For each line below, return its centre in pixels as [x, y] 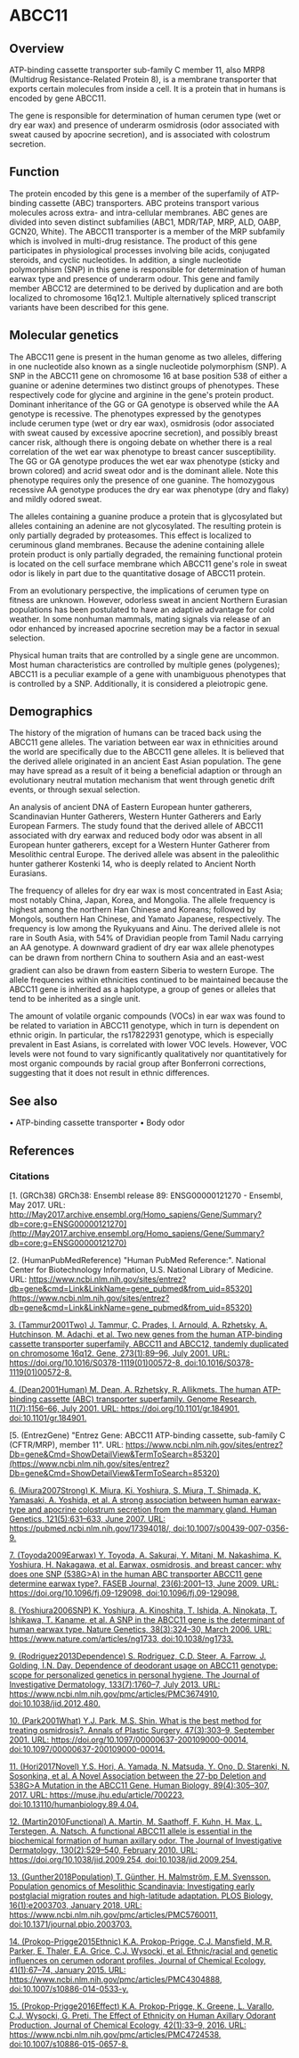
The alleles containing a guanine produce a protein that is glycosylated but [146, 516]
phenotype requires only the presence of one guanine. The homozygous [142, 480]
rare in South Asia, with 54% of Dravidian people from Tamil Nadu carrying [146, 938]
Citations [29, 1176]
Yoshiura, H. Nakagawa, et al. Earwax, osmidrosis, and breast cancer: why [145, 1564]
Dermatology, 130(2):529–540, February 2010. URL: [104, 1850]
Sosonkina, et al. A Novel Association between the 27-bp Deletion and [138, 1775]
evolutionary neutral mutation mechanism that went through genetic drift [142, 781]
